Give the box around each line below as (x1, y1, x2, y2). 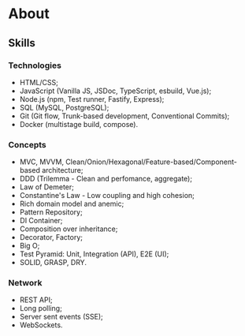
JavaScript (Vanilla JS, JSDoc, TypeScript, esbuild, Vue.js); (19, 86, 212, 95)
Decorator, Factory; (19, 233, 83, 242)
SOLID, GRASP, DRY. (19, 258, 87, 267)
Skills (8, 36, 35, 50)
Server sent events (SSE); (19, 312, 104, 322)
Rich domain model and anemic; (19, 199, 124, 209)
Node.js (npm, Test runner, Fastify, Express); (19, 94, 165, 103)
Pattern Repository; (19, 207, 83, 217)
